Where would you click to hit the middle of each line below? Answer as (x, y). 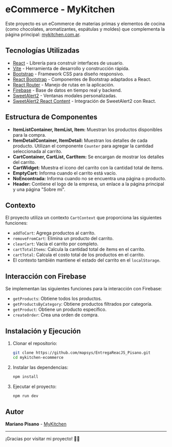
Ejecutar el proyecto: (35, 386)
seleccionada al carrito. (37, 151)
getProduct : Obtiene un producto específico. (59, 310)
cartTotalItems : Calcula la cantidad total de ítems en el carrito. (79, 249)
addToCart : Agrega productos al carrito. (54, 233)
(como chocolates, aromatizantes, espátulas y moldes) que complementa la (85, 29)
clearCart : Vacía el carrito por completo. (56, 244)
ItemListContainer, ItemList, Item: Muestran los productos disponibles (88, 130)
